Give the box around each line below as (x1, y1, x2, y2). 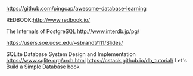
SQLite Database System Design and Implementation (6, 51, 136, 58)
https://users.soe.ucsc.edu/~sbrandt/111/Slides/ (6, 39, 123, 46)
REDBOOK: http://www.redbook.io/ (6, 16, 91, 23)
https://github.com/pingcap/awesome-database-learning (6, 5, 147, 12)
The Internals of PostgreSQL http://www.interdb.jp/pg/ (6, 28, 140, 35)
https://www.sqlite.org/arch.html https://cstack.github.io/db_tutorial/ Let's (6, 57, 188, 64)
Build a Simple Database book (6, 63, 80, 70)
